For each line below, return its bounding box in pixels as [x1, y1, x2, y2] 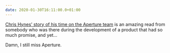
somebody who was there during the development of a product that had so [5, 26, 163, 33]
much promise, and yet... [5, 32, 58, 38]
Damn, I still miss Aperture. [5, 41, 62, 48]
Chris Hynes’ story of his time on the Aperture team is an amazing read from [5, 21, 165, 27]
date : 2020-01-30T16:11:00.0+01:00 [5, 7, 81, 13]
